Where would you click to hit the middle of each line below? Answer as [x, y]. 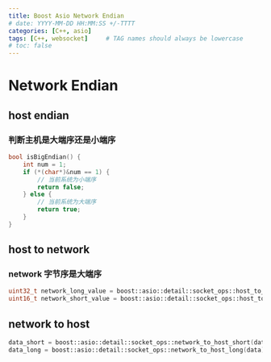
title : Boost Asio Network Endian [67, 16]
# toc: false [30, 46]
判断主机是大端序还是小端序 [62, 139]
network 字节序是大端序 [55, 274]
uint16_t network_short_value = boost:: [77, 299]
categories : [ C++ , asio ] [50, 31]
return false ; [61, 187]
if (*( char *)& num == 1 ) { [67, 172]
